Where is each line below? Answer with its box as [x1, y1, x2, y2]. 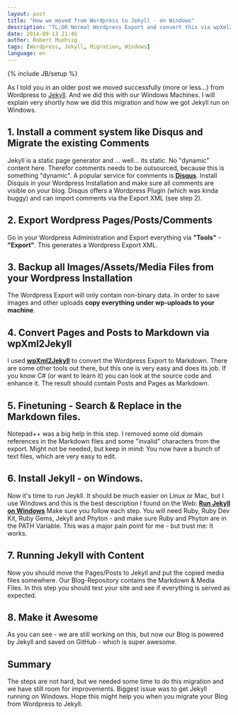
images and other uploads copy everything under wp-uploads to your [7, 298, 215, 307]
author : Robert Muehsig [7, 37, 78, 44]
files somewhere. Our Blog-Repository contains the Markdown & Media [7, 575, 215, 585]
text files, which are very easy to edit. [7, 451, 117, 461]
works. [7, 529, 28, 537]
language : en [7, 50, 46, 57]
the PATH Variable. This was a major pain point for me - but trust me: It [7, 522, 214, 530]
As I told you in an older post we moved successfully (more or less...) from [7, 83, 225, 91]
